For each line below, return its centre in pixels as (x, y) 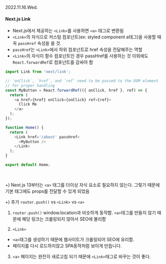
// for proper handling (30, 85)
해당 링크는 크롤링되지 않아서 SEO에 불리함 (64, 219)
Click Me (28, 104)
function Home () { (24, 127)
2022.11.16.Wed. (22, 7)
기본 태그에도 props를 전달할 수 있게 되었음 (47, 191)
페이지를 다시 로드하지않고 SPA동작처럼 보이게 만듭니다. (67, 246)
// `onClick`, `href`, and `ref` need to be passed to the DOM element (82, 81)
